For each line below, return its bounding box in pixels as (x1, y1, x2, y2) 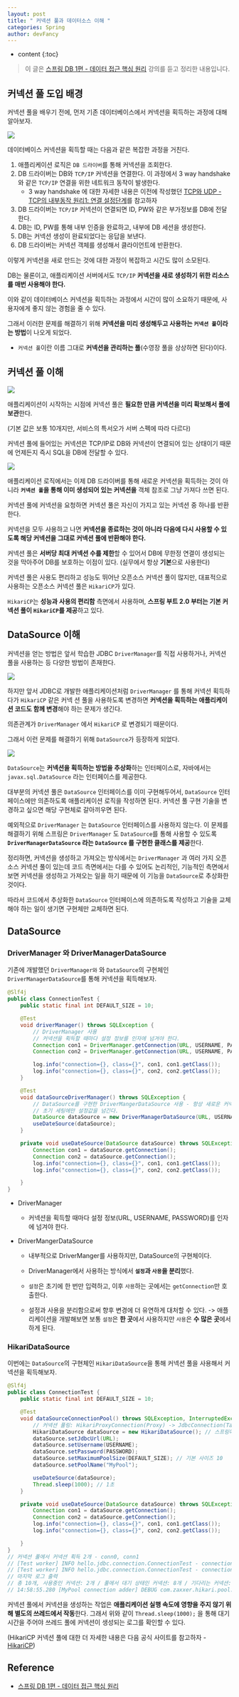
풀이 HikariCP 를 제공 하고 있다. (20, 606, 105, 614)
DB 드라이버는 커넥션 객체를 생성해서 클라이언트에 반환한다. (17, 240, 183, 250)
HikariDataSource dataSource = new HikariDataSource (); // (33, 1428, 212, 1435)
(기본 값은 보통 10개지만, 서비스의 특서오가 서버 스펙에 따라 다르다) (7, 424, 191, 432)
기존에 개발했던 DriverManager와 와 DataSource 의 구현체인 (7, 966, 169, 974)
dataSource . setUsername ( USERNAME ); (33, 1442, 139, 1449)
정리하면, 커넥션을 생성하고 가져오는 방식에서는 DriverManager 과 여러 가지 (7, 853, 214, 862)
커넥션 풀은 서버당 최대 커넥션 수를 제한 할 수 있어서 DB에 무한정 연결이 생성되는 (7, 549, 225, 557)
